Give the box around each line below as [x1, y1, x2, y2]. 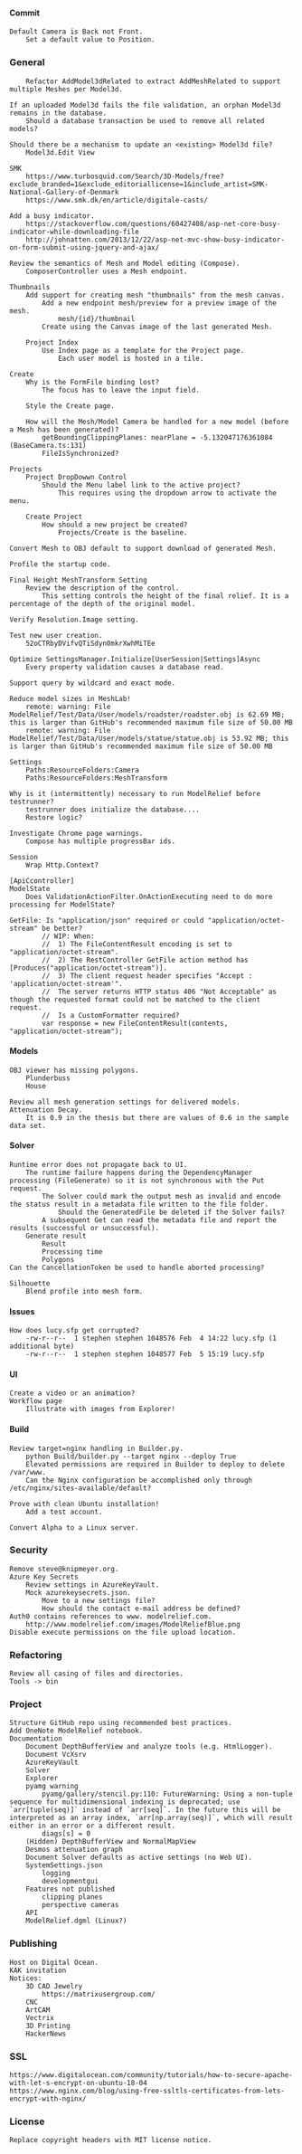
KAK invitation [9, 1966, 67, 1975]
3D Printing [25, 2021, 71, 2030]
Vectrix [25, 2013, 54, 2022]
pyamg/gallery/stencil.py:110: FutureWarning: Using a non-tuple [42, 1789, 294, 1799]
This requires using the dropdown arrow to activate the [57, 489, 278, 498]
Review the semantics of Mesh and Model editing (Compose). [9, 259, 241, 268]
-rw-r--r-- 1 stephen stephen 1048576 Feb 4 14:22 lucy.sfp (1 [25, 1334, 278, 1343]
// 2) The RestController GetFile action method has [42, 955, 249, 964]
